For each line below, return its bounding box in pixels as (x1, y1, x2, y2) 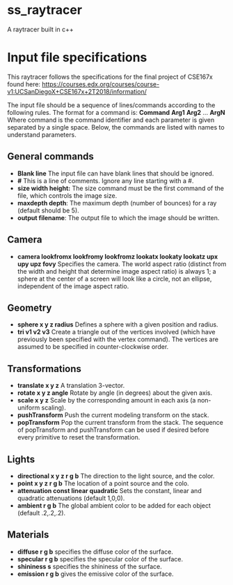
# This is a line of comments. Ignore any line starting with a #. (17, 176, 194, 185)
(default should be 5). (17, 206, 80, 214)
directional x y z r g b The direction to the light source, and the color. (17, 471, 215, 480)
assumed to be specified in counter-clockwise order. (17, 343, 169, 351)
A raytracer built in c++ (7, 25, 74, 33)
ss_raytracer (7, 2, 82, 18)
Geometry (7, 302, 52, 313)
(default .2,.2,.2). (17, 508, 66, 517)
